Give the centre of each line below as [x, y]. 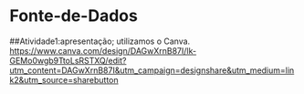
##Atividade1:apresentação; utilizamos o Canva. [100, 41]
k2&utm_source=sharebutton [64, 79]
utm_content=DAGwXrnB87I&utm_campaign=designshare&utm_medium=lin [152, 70]
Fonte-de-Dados [74, 16]
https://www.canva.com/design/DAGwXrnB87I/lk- [103, 50]
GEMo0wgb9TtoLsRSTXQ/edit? [68, 60]
